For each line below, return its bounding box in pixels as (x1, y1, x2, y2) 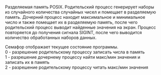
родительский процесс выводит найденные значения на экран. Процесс (5, 25, 156, 30)
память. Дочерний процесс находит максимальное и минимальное (5, 14, 146, 20)
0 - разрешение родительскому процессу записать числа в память (5, 49, 145, 55)
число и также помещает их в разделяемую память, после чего (5, 19, 138, 25)
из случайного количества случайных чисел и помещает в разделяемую (5, 9, 156, 15)
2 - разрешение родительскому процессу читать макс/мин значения (5, 64, 148, 70)
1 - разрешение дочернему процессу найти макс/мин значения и (5, 54, 141, 60)
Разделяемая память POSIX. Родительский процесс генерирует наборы (5, 4, 155, 10)
